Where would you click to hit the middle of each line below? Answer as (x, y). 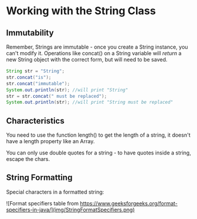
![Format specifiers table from (42, 203)
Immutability (30, 33)
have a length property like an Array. (51, 141)
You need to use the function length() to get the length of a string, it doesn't (98, 135)
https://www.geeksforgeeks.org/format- (129, 203)
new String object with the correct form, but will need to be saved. (87, 59)
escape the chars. (28, 159)
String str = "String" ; (35, 71)
